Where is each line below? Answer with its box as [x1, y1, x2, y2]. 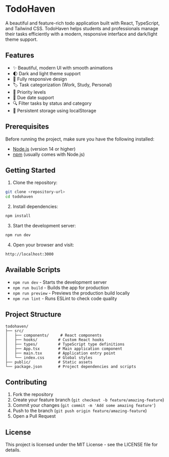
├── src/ [5, 328, 24, 333]
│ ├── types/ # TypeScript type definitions [5, 341, 125, 347]
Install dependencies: [12, 203, 58, 210]
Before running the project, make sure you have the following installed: [5, 136, 155, 142]
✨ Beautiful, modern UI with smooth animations [12, 64, 113, 71]
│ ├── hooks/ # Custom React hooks [5, 337, 104, 342]
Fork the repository [12, 392, 54, 398]
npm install [5, 213, 31, 219]
